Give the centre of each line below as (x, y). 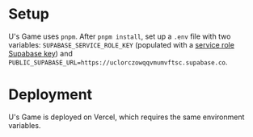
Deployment (51, 95)
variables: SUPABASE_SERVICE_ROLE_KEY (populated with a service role (121, 44)
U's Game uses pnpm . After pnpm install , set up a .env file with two (120, 36)
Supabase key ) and (40, 53)
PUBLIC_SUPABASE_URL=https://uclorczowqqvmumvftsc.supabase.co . (118, 62)
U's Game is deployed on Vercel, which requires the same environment (126, 117)
